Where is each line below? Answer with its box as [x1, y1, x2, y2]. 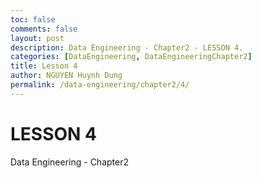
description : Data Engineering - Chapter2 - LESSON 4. [10, 42, 244, 53]
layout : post [10, 33, 65, 43]
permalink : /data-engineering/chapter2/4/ [10, 80, 190, 90]
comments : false [10, 24, 78, 34]
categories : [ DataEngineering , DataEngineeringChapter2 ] [10, 52, 253, 62]
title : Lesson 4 [10, 61, 78, 71]
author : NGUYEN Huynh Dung [10, 71, 123, 81]
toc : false [10, 14, 56, 25]
